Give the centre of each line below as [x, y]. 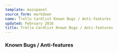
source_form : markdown [28, 14]
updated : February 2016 [29, 23]
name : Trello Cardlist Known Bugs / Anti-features [58, 19]
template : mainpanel [26, 10]
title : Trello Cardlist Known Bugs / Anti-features [59, 28]
